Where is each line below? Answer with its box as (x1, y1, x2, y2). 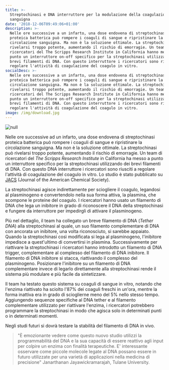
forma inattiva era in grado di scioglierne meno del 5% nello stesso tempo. (5, 291, 159, 298)
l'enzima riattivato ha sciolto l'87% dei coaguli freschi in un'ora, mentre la (5, 286, 157, 292)
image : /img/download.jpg (5, 110, 59, 116)
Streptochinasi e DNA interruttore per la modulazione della (10, 12, 141, 17)
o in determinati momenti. (5, 313, 58, 319)
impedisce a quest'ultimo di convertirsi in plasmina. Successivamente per (5, 239, 157, 245)
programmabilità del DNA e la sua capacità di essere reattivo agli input (17, 338, 163, 344)
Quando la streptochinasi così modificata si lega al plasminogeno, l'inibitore (5, 234, 162, 240)
